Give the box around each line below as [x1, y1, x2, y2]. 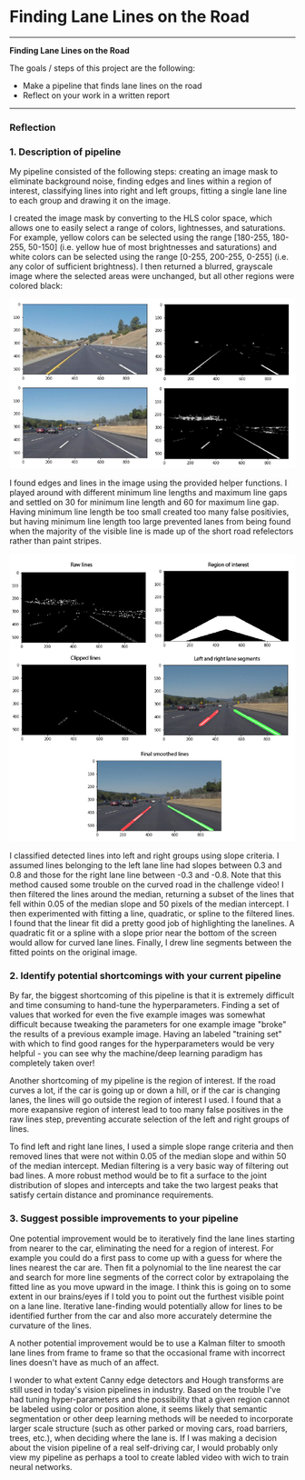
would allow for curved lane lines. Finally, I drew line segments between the [9, 937, 292, 948]
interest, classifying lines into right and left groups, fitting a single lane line [9, 185, 288, 196]
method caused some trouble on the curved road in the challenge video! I [9, 879, 284, 890]
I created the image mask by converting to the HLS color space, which [9, 213, 272, 224]
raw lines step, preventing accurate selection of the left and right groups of [9, 1114, 290, 1125]
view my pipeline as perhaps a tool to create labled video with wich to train [9, 1452, 289, 1463]
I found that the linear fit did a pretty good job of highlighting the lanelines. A [9, 918, 295, 929]
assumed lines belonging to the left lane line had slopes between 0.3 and [9, 860, 282, 871]
